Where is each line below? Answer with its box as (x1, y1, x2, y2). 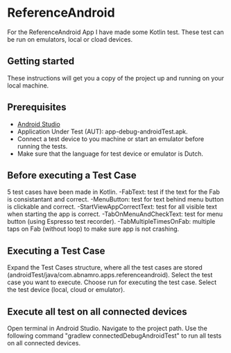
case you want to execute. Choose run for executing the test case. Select (7, 278, 217, 286)
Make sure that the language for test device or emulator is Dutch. (17, 149, 203, 158)
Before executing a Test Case (7, 169, 137, 181)
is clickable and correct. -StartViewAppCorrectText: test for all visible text (7, 203, 217, 211)
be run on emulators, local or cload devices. (7, 35, 133, 43)
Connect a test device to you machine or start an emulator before (17, 134, 205, 143)
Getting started (7, 56, 75, 67)
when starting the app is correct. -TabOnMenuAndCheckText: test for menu (7, 210, 223, 218)
